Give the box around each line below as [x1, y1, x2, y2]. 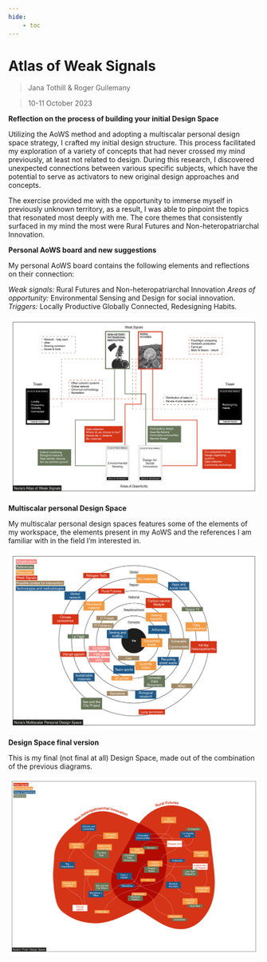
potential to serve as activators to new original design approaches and [8, 172, 239, 181]
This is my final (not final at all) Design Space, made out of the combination [8, 753, 255, 763]
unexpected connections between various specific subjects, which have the [8, 164, 258, 173]
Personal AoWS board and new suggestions [8, 245, 157, 255]
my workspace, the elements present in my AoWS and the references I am [8, 527, 253, 537]
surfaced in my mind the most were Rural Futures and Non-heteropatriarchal [8, 221, 259, 231]
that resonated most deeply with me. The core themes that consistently [8, 213, 243, 223]
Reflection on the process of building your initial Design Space [8, 114, 219, 124]
